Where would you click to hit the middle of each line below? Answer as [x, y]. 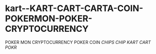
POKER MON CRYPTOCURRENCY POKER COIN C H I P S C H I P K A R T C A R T [78, 42]
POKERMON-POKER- [49, 19]
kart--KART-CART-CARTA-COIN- [74, 8]
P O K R [11, 47]
